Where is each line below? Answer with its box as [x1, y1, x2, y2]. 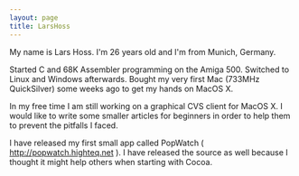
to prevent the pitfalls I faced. [9, 119, 119, 131]
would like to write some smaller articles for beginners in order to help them [9, 110, 291, 121]
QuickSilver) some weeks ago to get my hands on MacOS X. [9, 83, 233, 94]
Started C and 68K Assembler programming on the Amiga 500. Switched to [9, 64, 290, 75]
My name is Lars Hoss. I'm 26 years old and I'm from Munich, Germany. [9, 46, 276, 57]
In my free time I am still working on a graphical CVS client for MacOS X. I [9, 100, 283, 111]
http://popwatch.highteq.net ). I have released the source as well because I [9, 146, 289, 158]
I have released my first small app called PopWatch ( [9, 137, 205, 148]
